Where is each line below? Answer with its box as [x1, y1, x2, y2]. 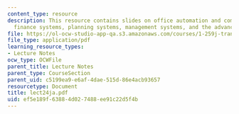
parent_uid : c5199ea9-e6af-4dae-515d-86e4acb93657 [7, 76, 161, 84]
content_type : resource [7, 10, 78, 18]
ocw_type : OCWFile [7, 57, 62, 64]
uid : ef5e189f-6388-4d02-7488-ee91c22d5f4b [7, 96, 139, 103]
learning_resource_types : [7, 43, 84, 50]
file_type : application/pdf [7, 37, 91, 44]
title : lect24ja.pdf [7, 89, 69, 96]
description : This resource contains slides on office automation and [7, 17, 221, 24]
